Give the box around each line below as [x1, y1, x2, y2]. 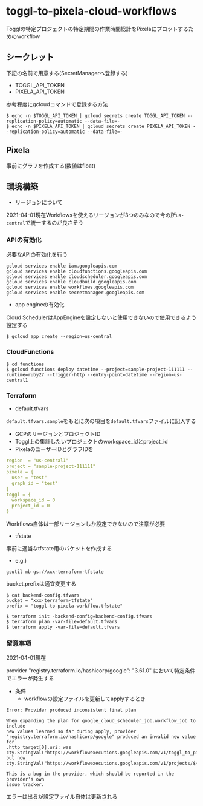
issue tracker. [6, 782, 45, 788]
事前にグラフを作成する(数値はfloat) [6, 162, 95, 169]
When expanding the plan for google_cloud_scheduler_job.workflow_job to [6, 718, 196, 724]
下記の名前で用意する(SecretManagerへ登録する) [6, 69, 128, 76]
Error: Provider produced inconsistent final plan [6, 707, 137, 714]
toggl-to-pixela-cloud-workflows [6, 4, 177, 18]
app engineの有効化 [14, 300, 65, 308]
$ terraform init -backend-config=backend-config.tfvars [6, 614, 153, 620]
